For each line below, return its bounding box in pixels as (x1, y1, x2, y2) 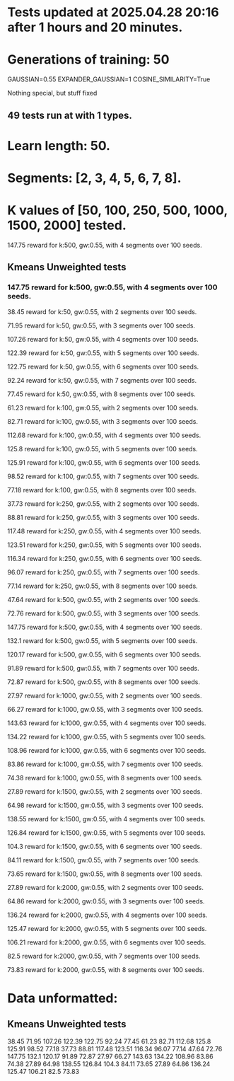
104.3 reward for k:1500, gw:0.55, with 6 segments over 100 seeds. (7, 842, 203, 850)
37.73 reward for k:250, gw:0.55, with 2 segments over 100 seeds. (7, 499, 199, 508)
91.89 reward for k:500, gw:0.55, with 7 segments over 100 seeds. (7, 664, 199, 672)
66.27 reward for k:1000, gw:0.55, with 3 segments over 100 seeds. (7, 705, 204, 713)
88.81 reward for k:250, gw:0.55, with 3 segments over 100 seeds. (7, 513, 199, 521)
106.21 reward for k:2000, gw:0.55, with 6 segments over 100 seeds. (7, 938, 206, 947)
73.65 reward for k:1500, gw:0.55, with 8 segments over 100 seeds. (7, 869, 203, 878)
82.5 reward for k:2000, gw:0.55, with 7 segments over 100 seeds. (7, 952, 201, 960)
